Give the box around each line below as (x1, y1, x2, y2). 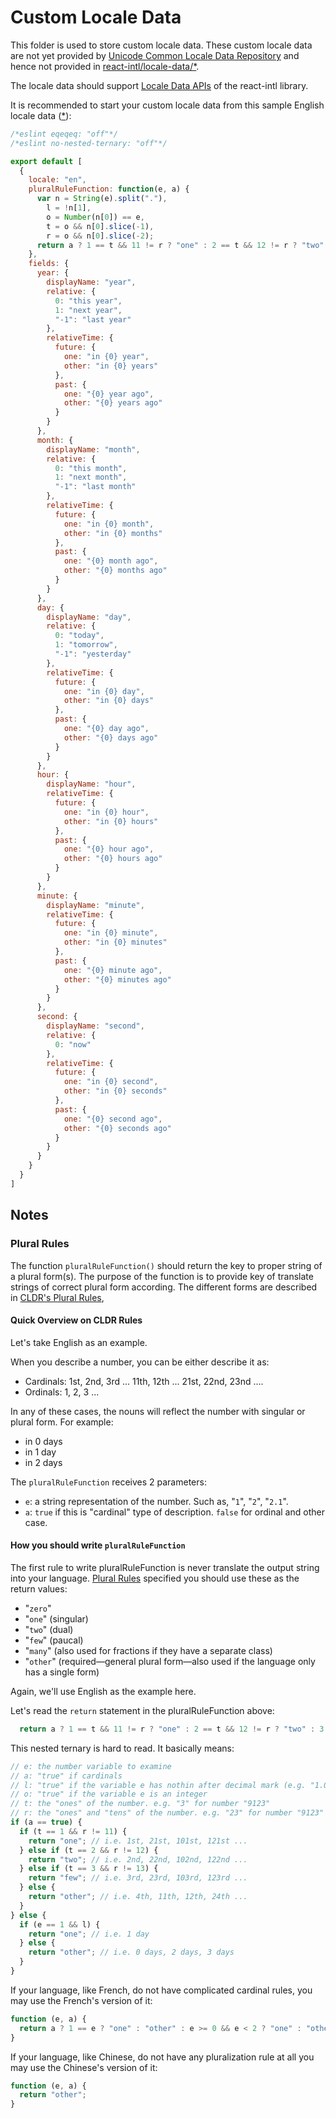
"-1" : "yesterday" (54, 649, 132, 660)
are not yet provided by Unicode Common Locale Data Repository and (10, 49, 300, 61)
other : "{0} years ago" (63, 398, 163, 408)
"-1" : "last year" (54, 314, 132, 325)
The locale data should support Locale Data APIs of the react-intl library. (10, 79, 309, 91)
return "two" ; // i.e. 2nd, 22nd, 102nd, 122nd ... (28, 1854, 248, 1865)
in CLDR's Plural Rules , (10, 1291, 105, 1303)
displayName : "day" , (46, 612, 132, 622)
